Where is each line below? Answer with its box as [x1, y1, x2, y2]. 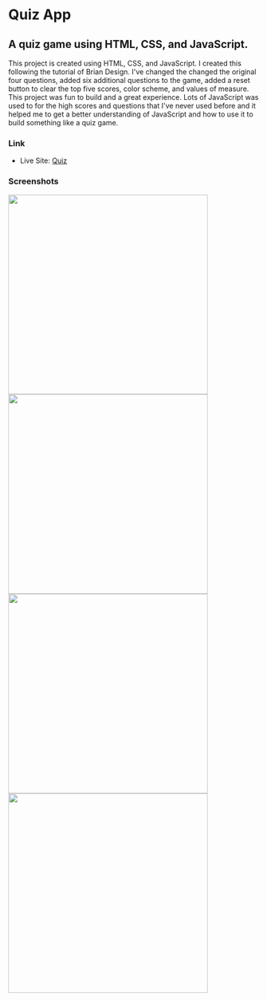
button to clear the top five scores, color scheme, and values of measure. [8, 84, 249, 93]
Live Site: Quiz [19, 156, 68, 165]
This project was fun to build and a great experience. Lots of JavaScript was [8, 93, 259, 101]
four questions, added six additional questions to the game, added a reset [8, 76, 251, 85]
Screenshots [8, 176, 59, 187]
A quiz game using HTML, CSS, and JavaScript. [8, 38, 249, 51]
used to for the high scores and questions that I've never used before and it [8, 101, 257, 110]
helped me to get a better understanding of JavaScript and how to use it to [8, 109, 253, 119]
